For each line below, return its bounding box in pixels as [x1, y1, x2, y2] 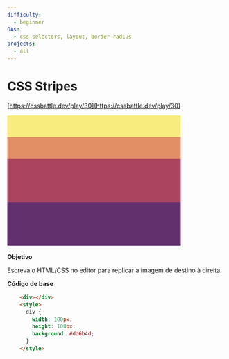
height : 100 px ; [32, 323, 76, 330]
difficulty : [7, 11, 42, 18]
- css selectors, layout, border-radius [13, 33, 132, 40]
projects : [7, 40, 36, 48]
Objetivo [7, 252, 33, 260]
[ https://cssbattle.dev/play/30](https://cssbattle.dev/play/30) [7, 101, 181, 110]
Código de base [7, 279, 54, 287]
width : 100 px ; [32, 316, 73, 323]
